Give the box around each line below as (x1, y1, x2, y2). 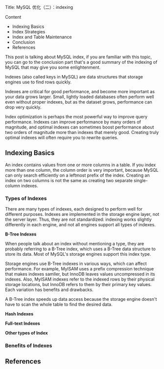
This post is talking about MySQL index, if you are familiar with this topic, (5, 54, 152, 60)
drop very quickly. (5, 105, 42, 110)
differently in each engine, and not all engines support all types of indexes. (5, 222, 156, 228)
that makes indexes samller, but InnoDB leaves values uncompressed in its (5, 271, 155, 277)
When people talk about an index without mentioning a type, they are (5, 241, 144, 247)
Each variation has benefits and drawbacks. (5, 287, 94, 293)
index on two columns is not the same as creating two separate (5, 177, 133, 183)
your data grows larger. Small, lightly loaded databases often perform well (5, 94, 154, 100)
